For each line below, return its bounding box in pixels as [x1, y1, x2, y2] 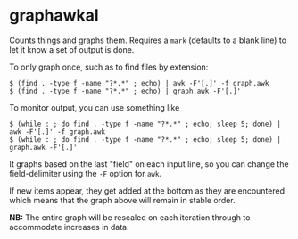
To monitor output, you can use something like [9, 102, 180, 112]
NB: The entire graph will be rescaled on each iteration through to [9, 211, 251, 223]
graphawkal [9, 5, 100, 26]
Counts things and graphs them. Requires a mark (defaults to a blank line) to [9, 35, 287, 45]
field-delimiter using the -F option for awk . [9, 168, 162, 178]
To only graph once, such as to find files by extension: [9, 62, 209, 72]
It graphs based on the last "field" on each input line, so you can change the [9, 158, 289, 169]
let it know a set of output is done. [9, 44, 135, 54]
